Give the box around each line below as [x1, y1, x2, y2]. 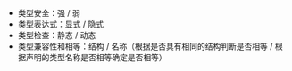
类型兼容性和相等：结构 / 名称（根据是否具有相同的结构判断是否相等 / [17, 41, 273, 51]
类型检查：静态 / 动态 [17, 30, 96, 40]
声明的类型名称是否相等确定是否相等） [25, 52, 167, 62]
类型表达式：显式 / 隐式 [17, 19, 104, 29]
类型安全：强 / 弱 [17, 8, 80, 18]
